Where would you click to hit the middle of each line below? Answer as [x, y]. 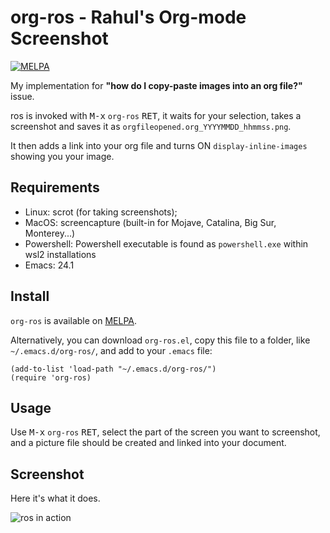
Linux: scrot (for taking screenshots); [101, 212]
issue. [22, 96]
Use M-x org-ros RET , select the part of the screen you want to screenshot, [165, 432]
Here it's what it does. [55, 498]
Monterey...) [50, 233]
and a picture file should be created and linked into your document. [148, 443]
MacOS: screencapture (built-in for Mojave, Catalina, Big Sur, [150, 222]
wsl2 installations [60, 254]
